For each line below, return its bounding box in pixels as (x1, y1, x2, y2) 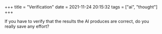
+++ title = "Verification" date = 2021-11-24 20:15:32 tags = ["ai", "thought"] (4, 4, 158, 10)
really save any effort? (4, 23, 49, 29)
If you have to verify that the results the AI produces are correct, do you (4, 19, 149, 24)
